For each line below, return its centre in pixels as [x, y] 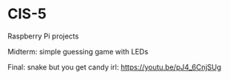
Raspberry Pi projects [43, 36]
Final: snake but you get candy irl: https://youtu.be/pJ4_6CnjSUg [115, 67]
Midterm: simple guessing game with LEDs [78, 51]
